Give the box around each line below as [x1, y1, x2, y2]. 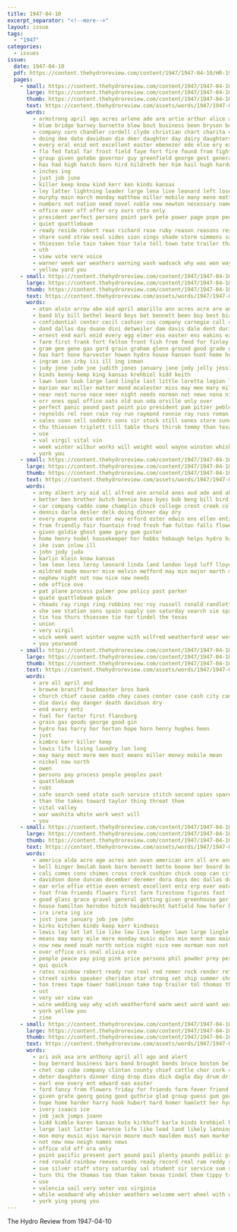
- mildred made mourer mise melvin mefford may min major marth [32, 568, 226, 575]
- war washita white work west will [32, 811, 140, 818]
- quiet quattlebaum [32, 220, 93, 227]
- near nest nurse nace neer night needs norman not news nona [32, 391, 222, 398]
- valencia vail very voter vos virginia [32, 1185, 157, 1192]
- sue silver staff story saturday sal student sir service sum [32, 1165, 226, 1172]
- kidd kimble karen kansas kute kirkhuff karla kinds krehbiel [32, 1119, 226, 1126]
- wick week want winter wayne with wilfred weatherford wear [32, 634, 219, 641]
